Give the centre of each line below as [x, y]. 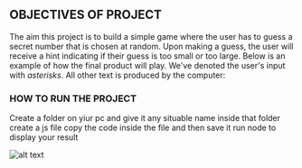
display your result [44, 137]
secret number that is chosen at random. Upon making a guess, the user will [151, 46]
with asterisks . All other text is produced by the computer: [118, 75]
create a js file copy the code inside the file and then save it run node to [143, 128]
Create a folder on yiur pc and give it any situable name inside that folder [145, 118]
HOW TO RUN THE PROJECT [73, 98]
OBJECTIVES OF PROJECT [86, 15]
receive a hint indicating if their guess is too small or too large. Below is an [147, 56]
